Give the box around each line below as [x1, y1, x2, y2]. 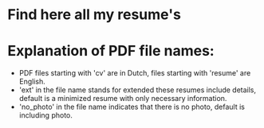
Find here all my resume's [7, 6, 181, 24]
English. [18, 77, 45, 87]
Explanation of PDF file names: [7, 42, 215, 60]
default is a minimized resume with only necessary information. [18, 94, 227, 103]
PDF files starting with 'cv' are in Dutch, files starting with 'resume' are [18, 68, 251, 78]
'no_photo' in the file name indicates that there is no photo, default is [18, 102, 245, 112]
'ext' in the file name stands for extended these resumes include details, [18, 85, 257, 95]
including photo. [18, 111, 73, 120]
